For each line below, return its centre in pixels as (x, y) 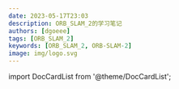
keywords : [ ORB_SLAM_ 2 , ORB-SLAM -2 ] (70, 46)
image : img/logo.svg (43, 53)
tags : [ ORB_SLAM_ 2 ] (41, 38)
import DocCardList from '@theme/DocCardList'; (90, 76)
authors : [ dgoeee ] (39, 31)
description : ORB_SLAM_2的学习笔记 (66, 23)
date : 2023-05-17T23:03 (49, 16)
